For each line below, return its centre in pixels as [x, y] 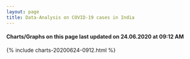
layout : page [23, 12]
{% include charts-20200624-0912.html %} [61, 50]
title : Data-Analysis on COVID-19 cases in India [71, 17]
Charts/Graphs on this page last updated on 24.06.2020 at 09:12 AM [95, 37]
